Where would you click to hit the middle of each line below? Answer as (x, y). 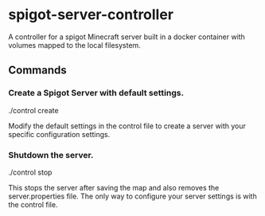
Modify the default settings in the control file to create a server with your (127, 126)
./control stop (30, 172)
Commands (38, 71)
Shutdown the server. (51, 155)
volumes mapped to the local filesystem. (74, 45)
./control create (33, 110)
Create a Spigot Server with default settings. (96, 93)
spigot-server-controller (91, 15)
